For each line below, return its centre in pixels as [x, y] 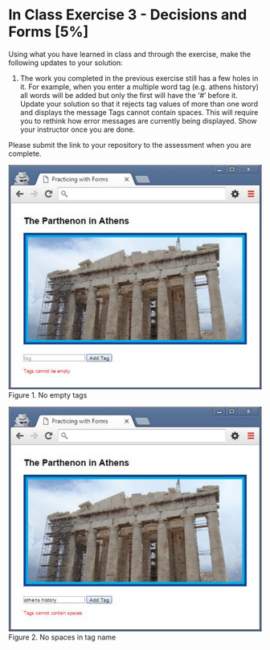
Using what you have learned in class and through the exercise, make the [130, 54]
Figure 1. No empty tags [48, 395]
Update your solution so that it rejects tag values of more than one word [139, 104]
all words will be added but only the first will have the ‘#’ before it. [129, 95]
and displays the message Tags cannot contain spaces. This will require [139, 112]
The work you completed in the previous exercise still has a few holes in [139, 78]
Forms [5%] [49, 32]
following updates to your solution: [65, 63]
